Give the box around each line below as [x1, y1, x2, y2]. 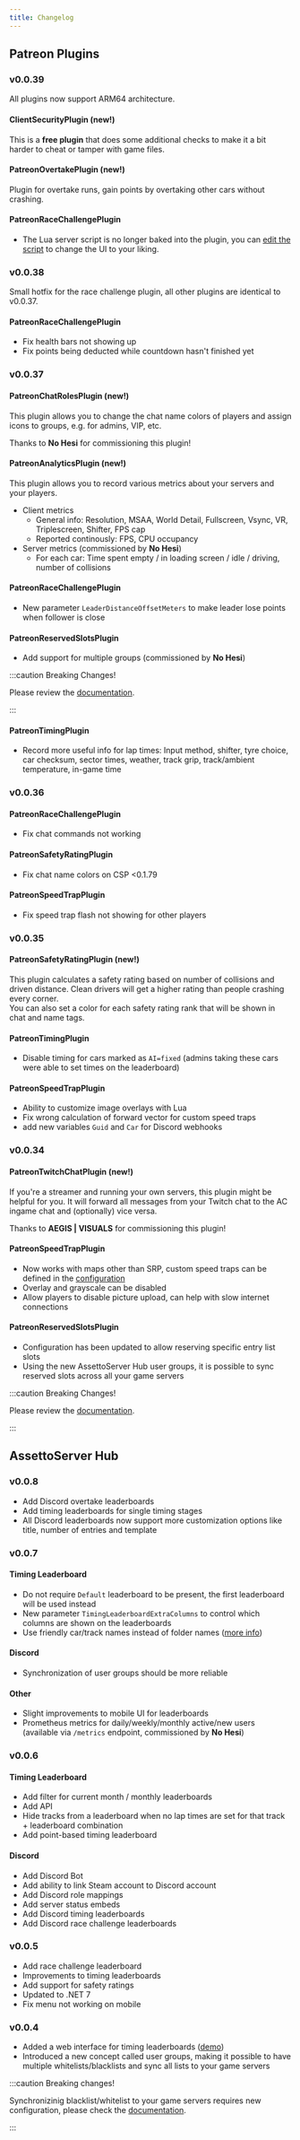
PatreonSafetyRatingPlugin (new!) [9, 954, 141, 965]
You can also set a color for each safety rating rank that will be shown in [9, 1003, 276, 1013]
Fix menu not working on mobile [21, 1998, 141, 2009]
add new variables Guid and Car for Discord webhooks [21, 1122, 223, 1133]
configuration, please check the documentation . [9, 2105, 186, 2116]
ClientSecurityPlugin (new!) [9, 114, 116, 125]
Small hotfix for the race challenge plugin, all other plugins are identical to [9, 286, 281, 297]
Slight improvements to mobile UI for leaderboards [21, 1708, 209, 1718]
